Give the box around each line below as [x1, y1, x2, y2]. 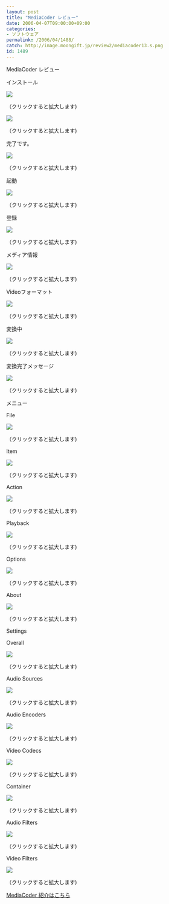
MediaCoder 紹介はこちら [6, 891, 71, 899]
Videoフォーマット [6, 288, 53, 295]
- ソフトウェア [6, 31, 39, 38]
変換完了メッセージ [6, 362, 54, 369]
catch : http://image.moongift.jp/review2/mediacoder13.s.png [6, 43, 164, 49]
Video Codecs [6, 747, 42, 754]
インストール [6, 78, 38, 85]
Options [6, 555, 26, 563]
